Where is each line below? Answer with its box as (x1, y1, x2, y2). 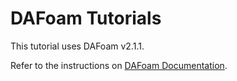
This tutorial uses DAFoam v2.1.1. (10, 40, 145, 52)
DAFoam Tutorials (10, 7, 162, 30)
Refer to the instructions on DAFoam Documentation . (10, 59, 228, 71)
